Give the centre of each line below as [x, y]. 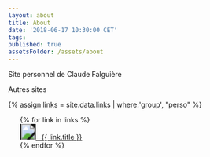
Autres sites [28, 89]
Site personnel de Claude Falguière [65, 74]
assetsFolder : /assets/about [56, 52]
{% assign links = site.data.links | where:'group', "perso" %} [105, 104]
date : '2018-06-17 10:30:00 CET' [63, 30]
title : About [29, 23]
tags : [17, 37]
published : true [35, 45]
